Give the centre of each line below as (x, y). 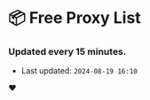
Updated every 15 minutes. (67, 52)
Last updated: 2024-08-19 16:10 (79, 71)
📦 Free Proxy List (75, 18)
